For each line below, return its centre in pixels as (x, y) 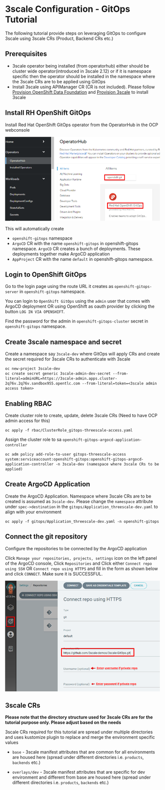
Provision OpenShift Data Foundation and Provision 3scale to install (80, 92)
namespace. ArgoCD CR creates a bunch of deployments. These (76, 249)
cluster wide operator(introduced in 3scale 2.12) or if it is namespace (82, 71)
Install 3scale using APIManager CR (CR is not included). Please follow (83, 87)
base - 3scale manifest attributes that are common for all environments (83, 752)
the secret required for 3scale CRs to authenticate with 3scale (68, 359)
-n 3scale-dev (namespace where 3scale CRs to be (108, 464)
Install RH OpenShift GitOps (48, 113)
